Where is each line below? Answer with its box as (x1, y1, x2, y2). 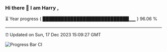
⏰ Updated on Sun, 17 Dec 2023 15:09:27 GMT (5, 32, 101, 38)
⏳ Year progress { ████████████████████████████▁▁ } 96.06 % (5, 16, 158, 22)
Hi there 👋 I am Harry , (5, 4, 59, 11)
